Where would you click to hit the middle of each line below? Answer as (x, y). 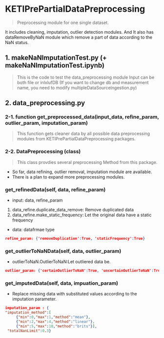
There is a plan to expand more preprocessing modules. (68, 177)
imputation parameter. (34, 299)
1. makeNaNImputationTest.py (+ (56, 58)
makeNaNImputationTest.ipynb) (55, 65)
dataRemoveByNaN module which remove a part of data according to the (79, 37)
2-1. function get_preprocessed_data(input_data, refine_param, (82, 117)
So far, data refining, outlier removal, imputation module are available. (82, 172)
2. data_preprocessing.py (45, 103)
